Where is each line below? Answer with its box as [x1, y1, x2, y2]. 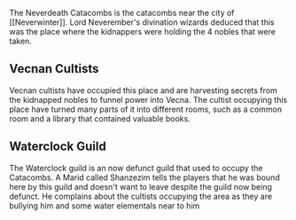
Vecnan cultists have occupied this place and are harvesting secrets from [9, 84, 277, 96]
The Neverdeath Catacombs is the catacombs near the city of [9, 8, 235, 18]
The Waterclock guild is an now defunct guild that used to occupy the [9, 162, 263, 173]
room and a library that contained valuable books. [9, 113, 191, 123]
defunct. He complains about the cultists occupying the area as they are [9, 191, 273, 201]
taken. [9, 35, 33, 46]
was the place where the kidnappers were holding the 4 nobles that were [9, 27, 277, 36]
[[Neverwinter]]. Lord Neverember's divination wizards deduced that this [9, 17, 275, 27]
